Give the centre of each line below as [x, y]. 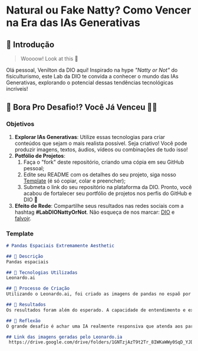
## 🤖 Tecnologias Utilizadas [42, 272]
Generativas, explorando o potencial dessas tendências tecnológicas [90, 82]
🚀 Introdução [30, 44]
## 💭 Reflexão [24, 321]
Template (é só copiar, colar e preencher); [74, 181]
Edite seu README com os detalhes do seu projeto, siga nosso [100, 174]
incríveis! [17, 89]
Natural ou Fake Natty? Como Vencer [99, 10]
